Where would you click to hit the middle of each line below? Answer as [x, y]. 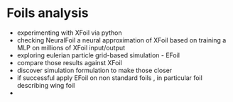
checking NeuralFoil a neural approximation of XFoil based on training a [121, 40]
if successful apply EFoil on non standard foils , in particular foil [110, 78]
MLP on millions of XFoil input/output [71, 47]
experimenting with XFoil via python [69, 33]
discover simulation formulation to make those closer [94, 70]
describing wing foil [46, 85]
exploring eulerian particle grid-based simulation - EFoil [98, 55]
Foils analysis [48, 13]
